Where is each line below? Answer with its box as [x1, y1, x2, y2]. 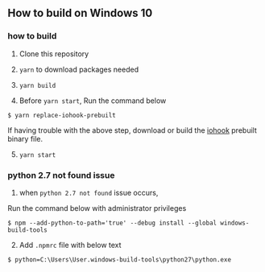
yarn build [19, 81, 56, 89]
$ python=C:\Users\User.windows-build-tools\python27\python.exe [7, 255, 231, 264]
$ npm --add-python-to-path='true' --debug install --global [7, 219, 217, 227]
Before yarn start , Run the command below [19, 96, 167, 105]
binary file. [7, 134, 43, 143]
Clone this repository [19, 48, 89, 59]
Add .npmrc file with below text [19, 240, 122, 249]
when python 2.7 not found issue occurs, [19, 188, 159, 197]
